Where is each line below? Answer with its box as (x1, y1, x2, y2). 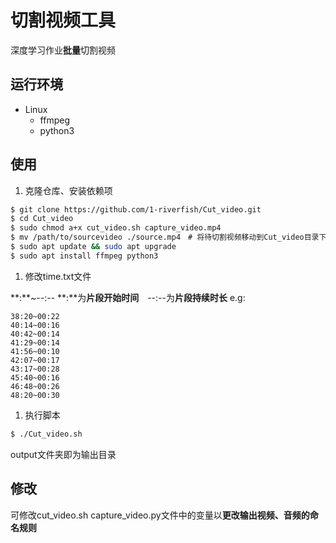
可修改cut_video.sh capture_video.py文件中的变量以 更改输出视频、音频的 (10, 509, 310, 521)
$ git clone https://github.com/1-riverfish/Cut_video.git (10, 204, 262, 215)
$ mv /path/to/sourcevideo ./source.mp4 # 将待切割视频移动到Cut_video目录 (10, 232, 320, 243)
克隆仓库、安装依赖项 (24, 184, 113, 196)
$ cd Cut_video (10, 214, 74, 224)
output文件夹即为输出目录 (10, 448, 117, 460)
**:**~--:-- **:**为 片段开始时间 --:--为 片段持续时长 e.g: (10, 291, 246, 303)
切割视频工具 (10, 9, 117, 32)
